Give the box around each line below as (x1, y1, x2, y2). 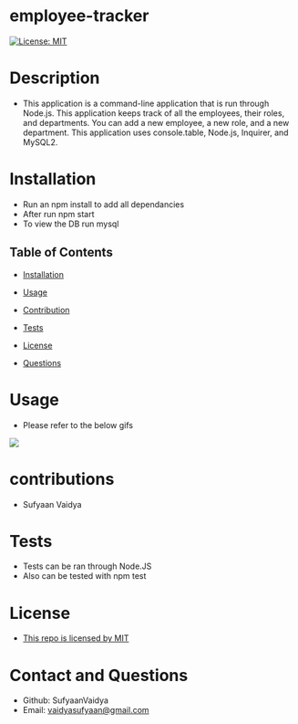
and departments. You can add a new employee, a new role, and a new (22, 117, 290, 128)
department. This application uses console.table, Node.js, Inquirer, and (22, 127, 289, 138)
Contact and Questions (9, 665, 189, 686)
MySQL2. (22, 136, 58, 147)
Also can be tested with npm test (22, 571, 147, 582)
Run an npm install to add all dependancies (22, 198, 185, 210)
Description (9, 68, 100, 89)
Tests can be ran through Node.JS (22, 561, 152, 572)
